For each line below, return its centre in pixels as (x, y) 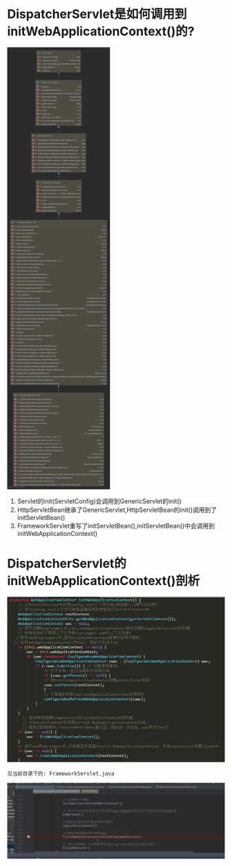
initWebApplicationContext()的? (101, 31)
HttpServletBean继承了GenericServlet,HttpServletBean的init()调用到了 (117, 510)
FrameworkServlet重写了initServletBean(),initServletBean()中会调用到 (116, 526)
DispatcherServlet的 (67, 564)
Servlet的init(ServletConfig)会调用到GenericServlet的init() (99, 501)
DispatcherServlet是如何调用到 (97, 14)
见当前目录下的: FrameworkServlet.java (61, 774)
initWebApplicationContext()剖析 (104, 581)
